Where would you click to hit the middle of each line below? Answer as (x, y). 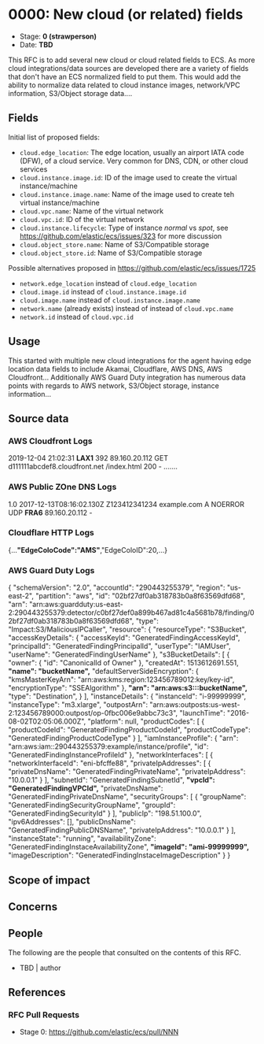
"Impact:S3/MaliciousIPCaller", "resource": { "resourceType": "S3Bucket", (127, 629)
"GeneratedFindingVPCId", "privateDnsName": (86, 788)
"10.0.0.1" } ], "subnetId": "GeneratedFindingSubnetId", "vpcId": (112, 780)
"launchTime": (202, 713)
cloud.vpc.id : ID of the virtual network (82, 219)
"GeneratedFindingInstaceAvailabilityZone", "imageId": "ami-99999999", (129, 847)
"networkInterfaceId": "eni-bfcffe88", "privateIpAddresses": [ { (110, 763)
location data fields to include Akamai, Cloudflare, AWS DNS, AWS (115, 368)
